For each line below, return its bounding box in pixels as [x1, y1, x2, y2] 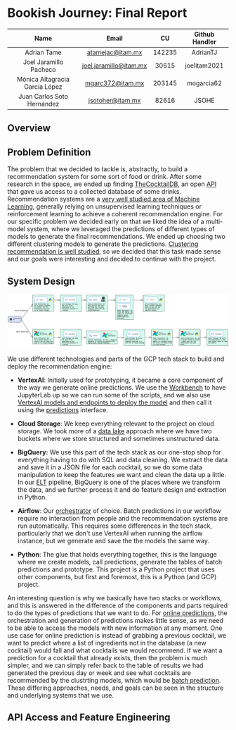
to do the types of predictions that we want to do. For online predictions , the [7, 609, 228, 617]
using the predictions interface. [17, 406, 109, 414]
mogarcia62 [186, 79, 223, 87]
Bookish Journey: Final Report [7, 5, 188, 21]
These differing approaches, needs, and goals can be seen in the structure [7, 683, 224, 692]
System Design [7, 275, 75, 287]
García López [24, 82, 63, 91]
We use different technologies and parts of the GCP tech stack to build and [7, 354, 225, 364]
